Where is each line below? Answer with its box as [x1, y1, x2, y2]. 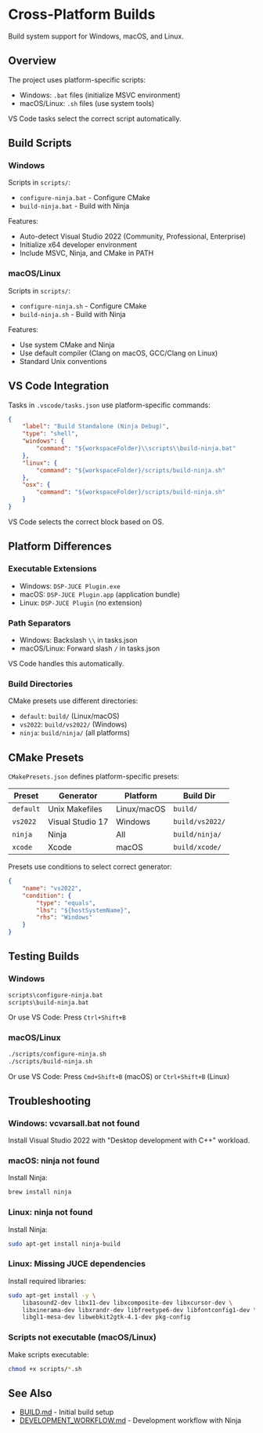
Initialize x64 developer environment [19, 240, 138, 250]
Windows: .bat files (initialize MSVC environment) [19, 90, 181, 100]
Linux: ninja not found [8, 1207, 93, 1218]
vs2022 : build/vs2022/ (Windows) [19, 720, 128, 729]
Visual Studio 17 [48, 816, 109, 827]
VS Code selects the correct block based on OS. [8, 516, 164, 527]
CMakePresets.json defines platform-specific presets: [8, 771, 180, 782]
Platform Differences [8, 540, 112, 553]
